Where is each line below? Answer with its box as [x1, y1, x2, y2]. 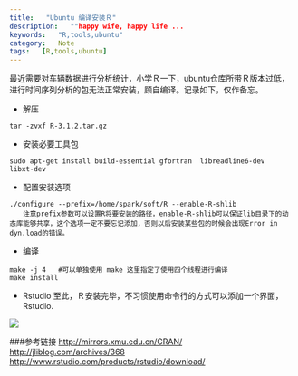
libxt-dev [9, 165, 47, 174]
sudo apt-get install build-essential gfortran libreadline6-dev [9, 157, 265, 166]
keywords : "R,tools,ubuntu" [9, 30, 124, 39]
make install [9, 274, 59, 283]
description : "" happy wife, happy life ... [9, 22, 184, 31]
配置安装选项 [22, 182, 71, 193]
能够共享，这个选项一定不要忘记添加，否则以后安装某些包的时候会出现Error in [22, 219, 278, 228]
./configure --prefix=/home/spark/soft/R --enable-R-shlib [9, 200, 237, 209]
